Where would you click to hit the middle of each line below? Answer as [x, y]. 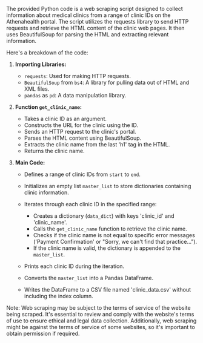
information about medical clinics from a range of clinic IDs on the [88, 15]
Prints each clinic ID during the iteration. [74, 266]
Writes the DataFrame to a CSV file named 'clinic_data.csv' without [108, 289]
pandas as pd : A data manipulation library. [75, 95]
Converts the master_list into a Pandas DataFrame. [88, 278]
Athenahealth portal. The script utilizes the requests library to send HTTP [98, 21]
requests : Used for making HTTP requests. [78, 76]
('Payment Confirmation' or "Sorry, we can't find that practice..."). [115, 242]
